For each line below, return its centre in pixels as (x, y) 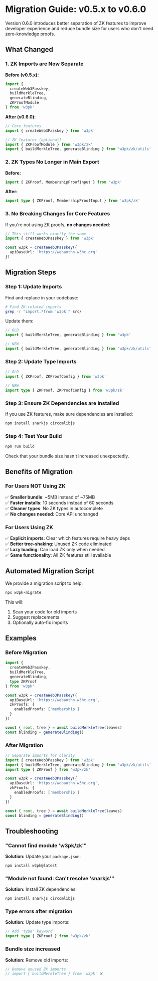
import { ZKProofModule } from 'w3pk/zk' (49, 144)
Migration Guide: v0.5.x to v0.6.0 (76, 9)
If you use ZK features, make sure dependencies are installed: (69, 414)
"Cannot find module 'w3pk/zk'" (46, 845)
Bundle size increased (33, 949)
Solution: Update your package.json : (43, 857)
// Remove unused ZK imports (36, 969)
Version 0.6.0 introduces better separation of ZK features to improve (76, 23)
